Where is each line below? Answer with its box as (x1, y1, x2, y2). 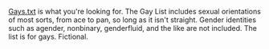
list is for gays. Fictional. (8, 32, 88, 41)
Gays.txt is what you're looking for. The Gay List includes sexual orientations (8, 7, 261, 16)
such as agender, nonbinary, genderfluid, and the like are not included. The (8, 24, 257, 32)
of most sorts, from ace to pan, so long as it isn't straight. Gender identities (8, 15, 257, 24)
